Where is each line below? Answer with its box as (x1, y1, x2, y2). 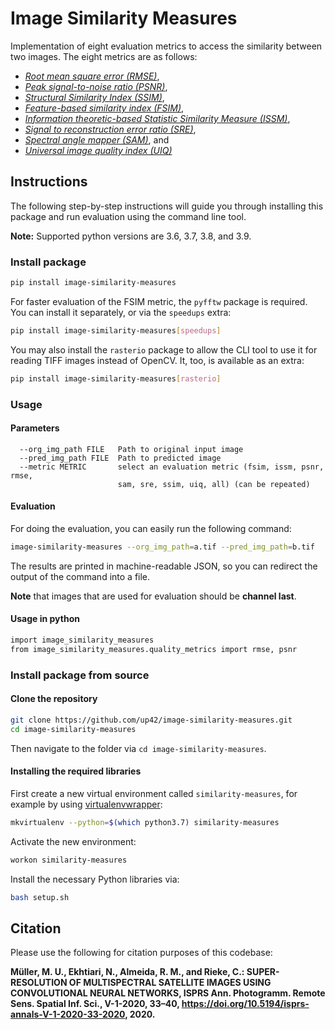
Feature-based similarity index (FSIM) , (24, 102, 185, 114)
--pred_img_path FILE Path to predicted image (19, 453, 222, 463)
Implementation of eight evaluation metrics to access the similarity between (10, 40, 323, 52)
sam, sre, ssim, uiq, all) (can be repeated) (117, 479, 311, 489)
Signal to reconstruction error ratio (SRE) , (24, 123, 197, 135)
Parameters (10, 422, 60, 434)
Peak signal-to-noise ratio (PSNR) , (24, 80, 168, 92)
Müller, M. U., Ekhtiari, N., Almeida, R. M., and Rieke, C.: (10, 966, 245, 978)
